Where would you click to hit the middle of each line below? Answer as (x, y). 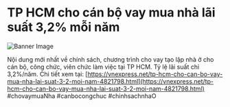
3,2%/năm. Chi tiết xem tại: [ (47, 74)
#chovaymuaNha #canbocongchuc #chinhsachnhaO (82, 96)
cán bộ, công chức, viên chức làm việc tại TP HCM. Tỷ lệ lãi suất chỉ (103, 67)
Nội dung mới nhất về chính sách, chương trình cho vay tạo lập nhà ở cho (111, 59)
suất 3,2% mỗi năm (64, 27)
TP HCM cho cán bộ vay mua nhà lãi (111, 13)
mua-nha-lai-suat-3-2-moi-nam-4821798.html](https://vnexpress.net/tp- (111, 81)
